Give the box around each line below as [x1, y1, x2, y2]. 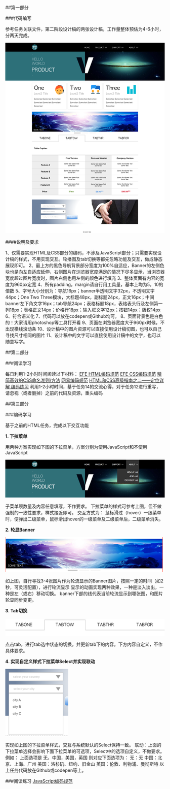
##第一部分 [5, 5, 29, 10]
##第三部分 [5, 401, 29, 407]
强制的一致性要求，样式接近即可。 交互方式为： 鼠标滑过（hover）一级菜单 [5, 510, 162, 516]
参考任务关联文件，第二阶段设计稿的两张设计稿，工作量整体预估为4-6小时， [5, 26, 164, 32]
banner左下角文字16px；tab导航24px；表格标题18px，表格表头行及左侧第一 [5, 301, 163, 307]
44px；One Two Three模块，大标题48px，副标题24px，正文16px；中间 [5, 294, 154, 301]
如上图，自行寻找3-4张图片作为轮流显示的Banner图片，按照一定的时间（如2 [5, 578, 163, 584]
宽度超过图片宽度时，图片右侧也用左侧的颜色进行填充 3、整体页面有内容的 [5, 275, 160, 281]
